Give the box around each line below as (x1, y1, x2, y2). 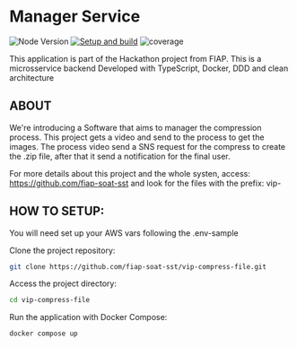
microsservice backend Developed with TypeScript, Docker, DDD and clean (9, 63, 289, 74)
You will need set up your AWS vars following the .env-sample (9, 227, 240, 239)
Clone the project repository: (9, 245, 116, 256)
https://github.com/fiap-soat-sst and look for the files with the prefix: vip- (9, 178, 282, 188)
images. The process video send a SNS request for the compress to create (9, 141, 286, 152)
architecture (9, 72, 55, 82)
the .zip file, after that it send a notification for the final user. (9, 151, 231, 161)
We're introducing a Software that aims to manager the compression (9, 122, 262, 133)
